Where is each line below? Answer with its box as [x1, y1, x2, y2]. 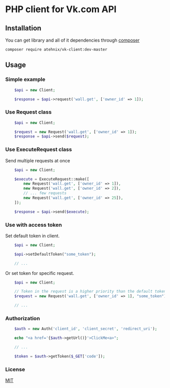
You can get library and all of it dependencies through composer [5, 37, 140, 43]
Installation [5, 24, 41, 32]
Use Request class [5, 109, 52, 116]
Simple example [5, 76, 46, 83]
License [5, 366, 25, 373]
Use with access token [5, 221, 62, 228]
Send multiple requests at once [5, 157, 70, 163]
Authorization [5, 315, 40, 322]
